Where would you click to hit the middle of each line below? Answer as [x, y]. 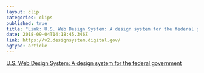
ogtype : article [27, 46]
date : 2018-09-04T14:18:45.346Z [47, 35]
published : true [27, 23]
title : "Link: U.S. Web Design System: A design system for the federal [100, 29]
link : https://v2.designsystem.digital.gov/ [63, 40]
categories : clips [29, 18]
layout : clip [23, 12]
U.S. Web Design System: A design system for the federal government [94, 63]
